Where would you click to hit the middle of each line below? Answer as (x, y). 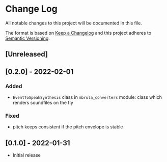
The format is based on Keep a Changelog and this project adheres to (78, 33)
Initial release (26, 155)
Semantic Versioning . (27, 38)
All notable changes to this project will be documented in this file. (74, 23)
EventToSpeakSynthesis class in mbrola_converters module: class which (87, 97)
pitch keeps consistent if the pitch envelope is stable (68, 127)
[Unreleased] (27, 54)
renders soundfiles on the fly (43, 103)
